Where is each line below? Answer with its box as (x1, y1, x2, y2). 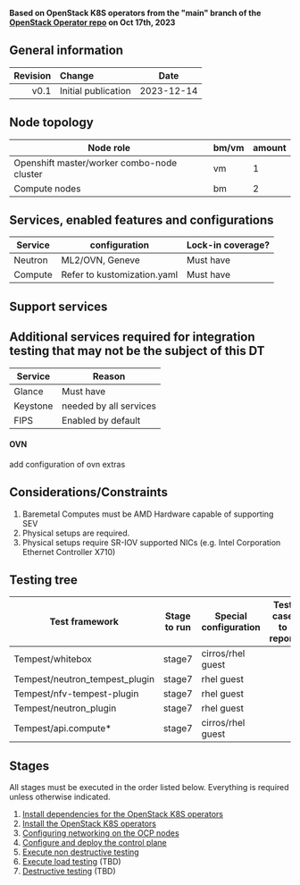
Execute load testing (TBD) (21, 856, 122, 867)
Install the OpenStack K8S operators (21, 818, 156, 830)
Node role (87, 141, 131, 154)
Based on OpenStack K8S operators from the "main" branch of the (9, 8, 262, 18)
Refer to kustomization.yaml (61, 268, 179, 281)
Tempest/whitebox (13, 653, 92, 665)
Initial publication (59, 84, 131, 97)
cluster (13, 167, 43, 180)
